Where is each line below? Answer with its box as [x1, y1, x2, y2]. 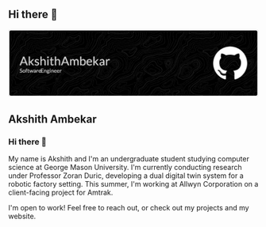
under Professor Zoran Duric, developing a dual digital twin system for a [8, 171, 244, 180]
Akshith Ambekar [8, 112, 97, 126]
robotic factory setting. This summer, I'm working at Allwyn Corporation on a [8, 179, 259, 188]
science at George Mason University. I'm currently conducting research [8, 162, 242, 172]
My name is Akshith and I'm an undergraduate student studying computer [8, 153, 250, 163]
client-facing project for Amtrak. [8, 187, 114, 197]
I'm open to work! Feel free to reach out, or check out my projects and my [8, 202, 249, 212]
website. [8, 211, 37, 221]
